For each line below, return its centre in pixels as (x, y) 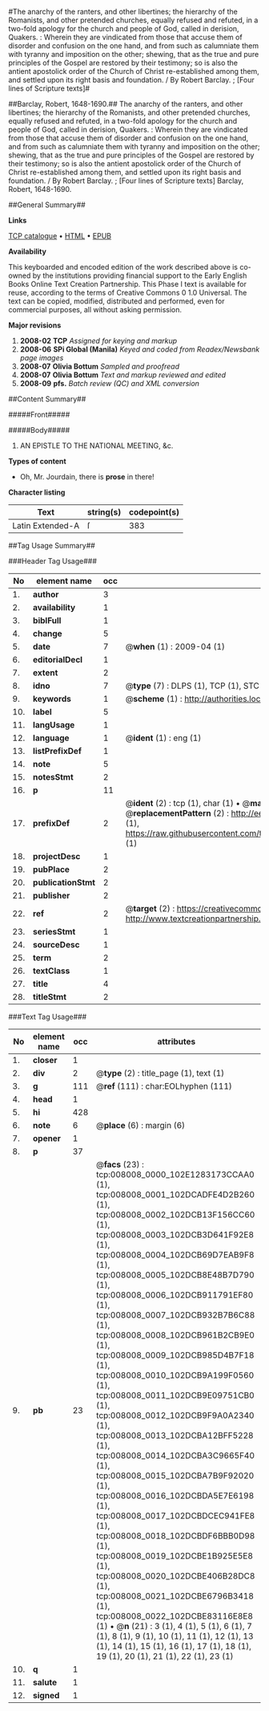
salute (45, 1682)
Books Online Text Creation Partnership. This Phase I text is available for (127, 284)
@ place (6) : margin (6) (141, 1125)
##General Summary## (47, 205)
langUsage (54, 725)
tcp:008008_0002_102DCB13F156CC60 (175, 1214)
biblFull (47, 620)
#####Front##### (39, 414)
